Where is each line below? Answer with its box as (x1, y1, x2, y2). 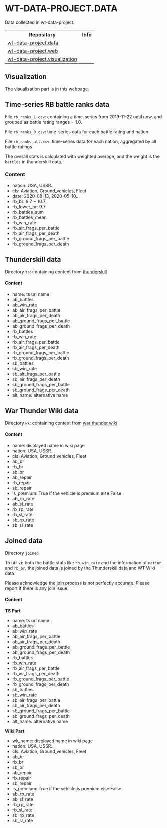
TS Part (5, 608, 21, 614)
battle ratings (5, 143, 32, 150)
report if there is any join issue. (5, 585, 69, 591)
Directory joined (5, 550, 39, 556)
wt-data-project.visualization (7, 55, 77, 62)
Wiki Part (5, 728, 25, 734)
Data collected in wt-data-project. (5, 19, 75, 25)
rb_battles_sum (12, 209, 44, 215)
